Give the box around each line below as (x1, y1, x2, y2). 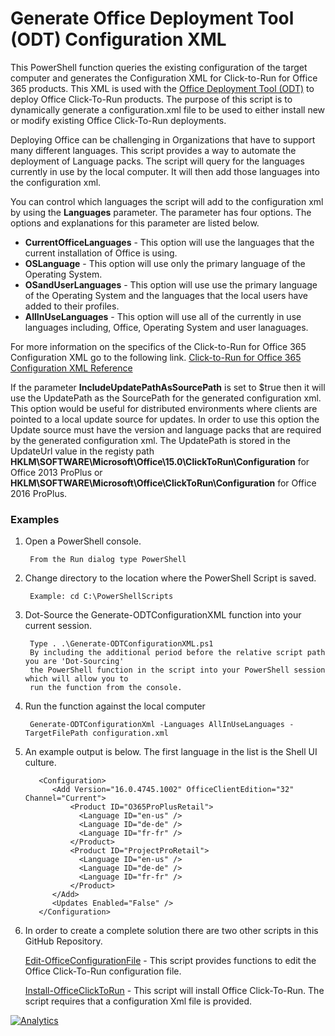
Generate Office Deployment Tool (10, 7, 295, 30)
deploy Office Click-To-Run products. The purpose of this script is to (10, 93, 293, 105)
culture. (24, 757, 57, 769)
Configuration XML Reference (10, 362, 133, 374)
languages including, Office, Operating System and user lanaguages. (24, 321, 309, 333)
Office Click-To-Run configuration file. (24, 965, 182, 977)
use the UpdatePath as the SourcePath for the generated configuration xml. (10, 392, 322, 404)
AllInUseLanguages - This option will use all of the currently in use (24, 310, 302, 322)
